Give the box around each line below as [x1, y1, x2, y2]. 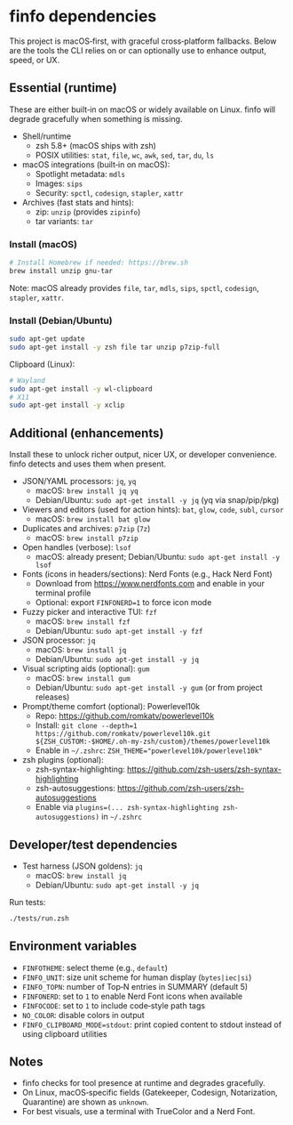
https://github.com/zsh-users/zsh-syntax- [127, 764, 282, 775]
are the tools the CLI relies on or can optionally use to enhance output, [9, 45, 266, 55]
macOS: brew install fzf [35, 616, 131, 627]
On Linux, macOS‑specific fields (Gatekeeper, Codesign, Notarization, [21, 1088, 278, 1098]
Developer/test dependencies [9, 837, 178, 852]
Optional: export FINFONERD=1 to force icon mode [35, 597, 212, 608]
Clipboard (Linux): [9, 359, 75, 369]
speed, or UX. [9, 54, 60, 65]
